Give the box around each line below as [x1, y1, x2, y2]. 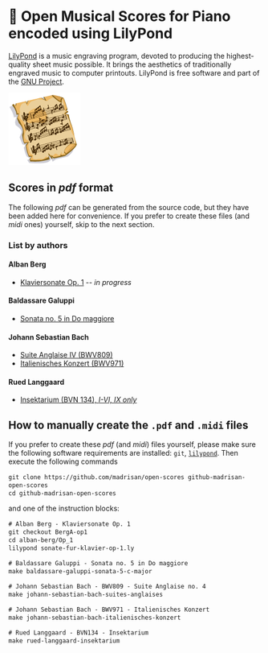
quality [8, 60, 31, 69]
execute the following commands [8, 457, 118, 466]
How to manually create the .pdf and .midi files [8, 418, 249, 432]
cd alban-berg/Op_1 [8, 536, 74, 544]
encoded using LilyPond [8, 24, 173, 43]
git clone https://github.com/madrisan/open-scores [8, 473, 185, 481]
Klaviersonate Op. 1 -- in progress [19, 277, 132, 287]
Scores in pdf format [8, 181, 114, 195]
